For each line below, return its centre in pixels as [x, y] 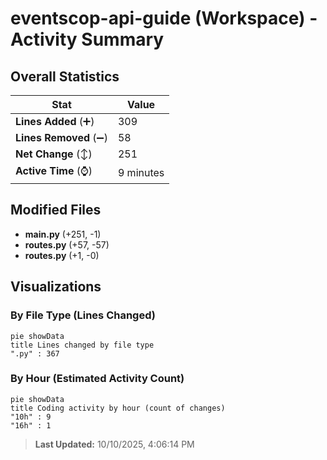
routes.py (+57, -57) [67, 244]
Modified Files [56, 210]
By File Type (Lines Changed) [83, 315]
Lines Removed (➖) [61, 137]
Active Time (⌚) [54, 170]
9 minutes [141, 172]
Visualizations [56, 287]
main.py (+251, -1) [63, 234]
